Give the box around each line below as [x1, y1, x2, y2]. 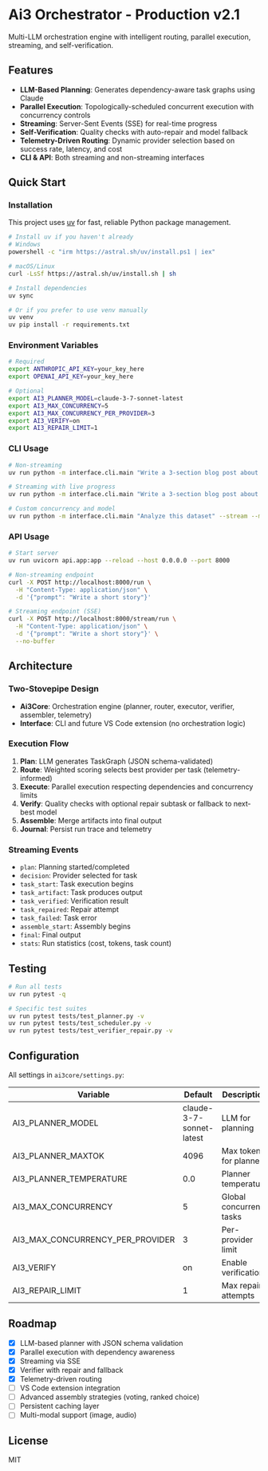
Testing [8, 961, 47, 975]
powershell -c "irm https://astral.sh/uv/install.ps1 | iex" [8, 248, 216, 256]
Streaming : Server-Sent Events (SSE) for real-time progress [19, 118, 218, 128]
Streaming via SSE [19, 1356, 81, 1366]
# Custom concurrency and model [8, 505, 116, 513]
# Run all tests [8, 983, 62, 991]
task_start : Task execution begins [19, 879, 134, 889]
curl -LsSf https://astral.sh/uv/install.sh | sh [8, 270, 177, 278]
